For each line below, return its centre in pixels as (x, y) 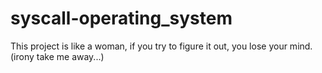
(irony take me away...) (57, 56)
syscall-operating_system (121, 18)
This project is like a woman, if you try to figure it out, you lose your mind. (161, 46)
